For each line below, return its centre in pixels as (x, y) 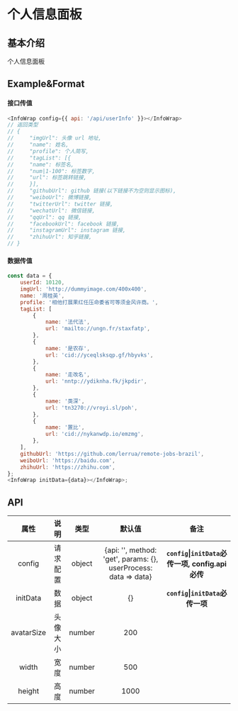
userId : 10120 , (42, 283)
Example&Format (46, 84)
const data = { (30, 276)
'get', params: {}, (131, 559)
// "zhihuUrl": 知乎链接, (50, 237)
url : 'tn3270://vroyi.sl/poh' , (91, 408)
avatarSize (29, 633)
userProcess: (131, 568)
